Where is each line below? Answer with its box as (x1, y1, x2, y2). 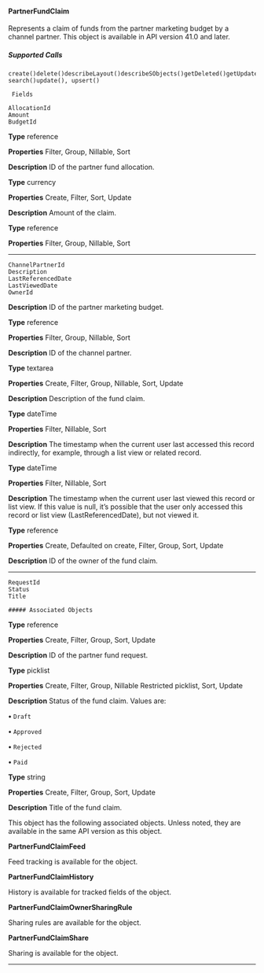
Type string (8, 772, 46, 782)
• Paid (8, 757, 28, 767)
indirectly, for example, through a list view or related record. (8, 448, 202, 458)
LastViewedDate (8, 282, 58, 290)
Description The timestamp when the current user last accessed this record (8, 440, 255, 449)
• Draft (8, 712, 31, 721)
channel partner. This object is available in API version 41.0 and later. (8, 32, 230, 42)
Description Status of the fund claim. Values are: (8, 696, 167, 706)
